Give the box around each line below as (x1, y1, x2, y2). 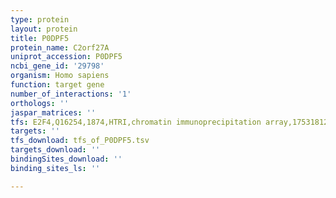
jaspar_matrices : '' (10, 107, 97, 118)
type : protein (10, 14, 70, 25)
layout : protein (10, 24, 78, 34)
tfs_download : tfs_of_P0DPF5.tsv (10, 136, 150, 146)
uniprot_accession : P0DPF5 (10, 52, 123, 62)
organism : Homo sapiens (10, 71, 110, 81)
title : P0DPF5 (10, 33, 70, 43)
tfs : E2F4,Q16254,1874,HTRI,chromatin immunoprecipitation (10, 117, 262, 127)
